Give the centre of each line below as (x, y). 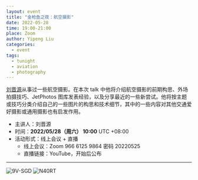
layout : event (24, 12)
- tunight (23, 61)
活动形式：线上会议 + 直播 (46, 139)
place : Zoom (21, 34)
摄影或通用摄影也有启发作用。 (47, 112)
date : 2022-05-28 (27, 22)
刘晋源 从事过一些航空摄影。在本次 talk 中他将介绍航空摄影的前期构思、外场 (97, 90)
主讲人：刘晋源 (33, 124)
